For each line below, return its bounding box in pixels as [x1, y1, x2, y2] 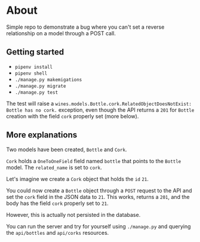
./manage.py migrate [14, 83, 66, 89]
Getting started [6, 47, 64, 57]
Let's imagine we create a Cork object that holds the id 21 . [6, 175, 149, 182]
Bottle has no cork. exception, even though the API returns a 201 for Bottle [6, 106, 195, 114]
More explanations [6, 130, 78, 140]
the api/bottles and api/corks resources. [6, 229, 109, 236]
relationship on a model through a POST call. [6, 29, 116, 36]
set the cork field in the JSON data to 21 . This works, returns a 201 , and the [6, 193, 190, 200]
